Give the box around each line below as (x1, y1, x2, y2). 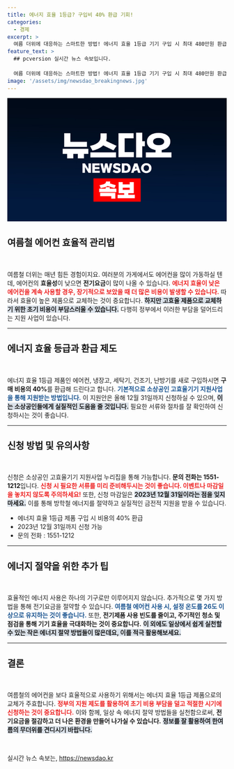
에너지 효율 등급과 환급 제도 (7, 342, 117, 355)
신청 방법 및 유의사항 (7, 440, 90, 452)
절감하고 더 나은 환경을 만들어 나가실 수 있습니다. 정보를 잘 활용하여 (31, 717, 211, 725)
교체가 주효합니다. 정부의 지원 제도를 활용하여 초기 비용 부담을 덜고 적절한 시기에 (7, 699, 222, 708)
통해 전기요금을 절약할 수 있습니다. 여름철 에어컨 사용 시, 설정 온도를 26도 (19, 602, 217, 611)
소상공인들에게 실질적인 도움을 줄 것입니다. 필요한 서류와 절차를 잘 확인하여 (14, 402, 216, 411)
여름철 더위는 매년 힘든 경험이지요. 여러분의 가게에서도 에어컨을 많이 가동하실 (7, 270, 216, 278)
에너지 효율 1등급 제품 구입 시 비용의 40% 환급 (17, 514, 143, 522)
